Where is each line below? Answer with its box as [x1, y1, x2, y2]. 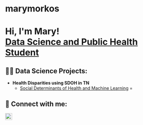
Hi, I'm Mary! [5, 26, 60, 37]
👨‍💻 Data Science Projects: [5, 67, 88, 75]
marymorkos [5, 3, 60, 14]
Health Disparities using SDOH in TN [12, 80, 90, 86]
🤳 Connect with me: [5, 100, 67, 108]
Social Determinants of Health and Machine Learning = [19, 85, 133, 91]
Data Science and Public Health [5, 36, 138, 48]
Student [5, 47, 39, 58]
